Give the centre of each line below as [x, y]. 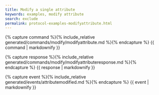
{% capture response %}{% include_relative [50, 57]
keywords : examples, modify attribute [44, 14]
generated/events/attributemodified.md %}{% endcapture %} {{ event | [77, 82]
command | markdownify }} [32, 47]
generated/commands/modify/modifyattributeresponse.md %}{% [71, 62]
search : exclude [21, 19]
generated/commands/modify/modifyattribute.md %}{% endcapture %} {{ [80, 43]
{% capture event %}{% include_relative [46, 77]
